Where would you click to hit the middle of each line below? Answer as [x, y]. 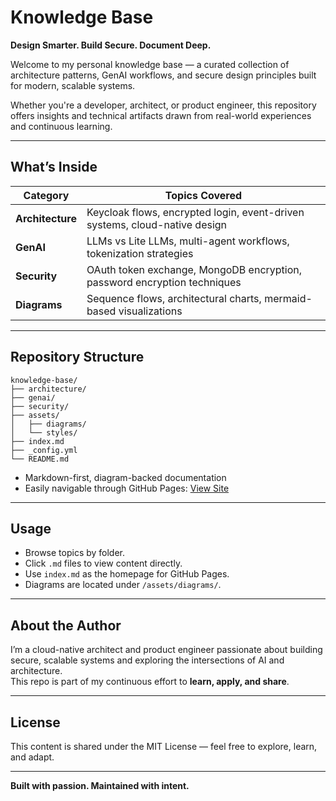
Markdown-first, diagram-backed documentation [125, 477]
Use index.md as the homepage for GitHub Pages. [127, 574]
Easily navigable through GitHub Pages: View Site [127, 488]
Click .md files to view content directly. [103, 563]
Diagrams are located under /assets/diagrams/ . [123, 585]
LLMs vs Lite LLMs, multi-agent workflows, [188, 241]
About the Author [66, 625]
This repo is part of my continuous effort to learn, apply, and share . [150, 682]
